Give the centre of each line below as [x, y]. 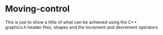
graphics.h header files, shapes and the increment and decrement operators [81, 27]
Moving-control [37, 9]
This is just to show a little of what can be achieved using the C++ [71, 22]
